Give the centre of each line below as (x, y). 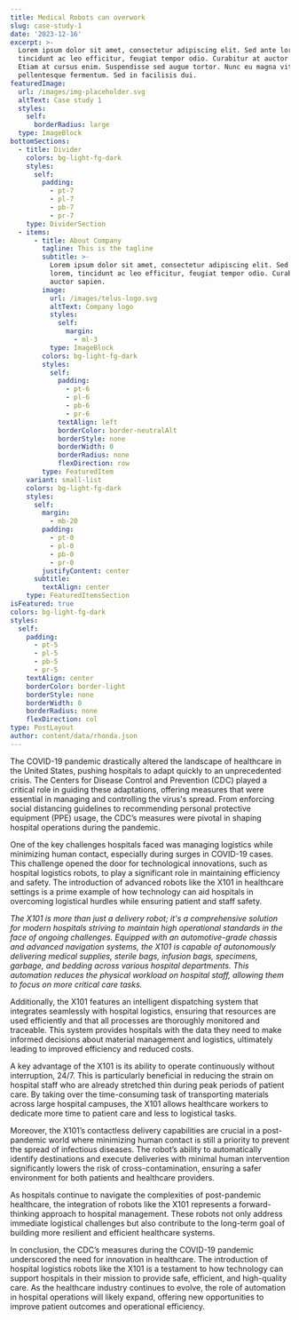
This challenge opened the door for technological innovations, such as (139, 863)
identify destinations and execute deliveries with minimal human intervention (150, 1158)
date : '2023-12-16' (46, 34)
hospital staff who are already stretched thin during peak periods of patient (147, 1085)
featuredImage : (38, 83)
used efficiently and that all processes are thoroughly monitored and (135, 1020)
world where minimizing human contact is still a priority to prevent (169, 1140)
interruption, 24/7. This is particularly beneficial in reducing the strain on (142, 1075)
